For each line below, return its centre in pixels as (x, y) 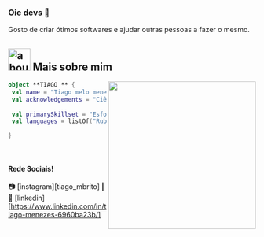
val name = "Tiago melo (50, 92)
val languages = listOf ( (52, 121)
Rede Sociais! (31, 168)
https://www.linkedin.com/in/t (59, 206)
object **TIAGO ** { (42, 85)
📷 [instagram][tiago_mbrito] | (56, 187)
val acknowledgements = (50, 99)
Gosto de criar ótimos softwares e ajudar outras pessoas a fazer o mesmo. (129, 30)
